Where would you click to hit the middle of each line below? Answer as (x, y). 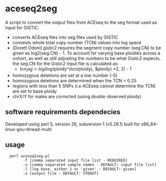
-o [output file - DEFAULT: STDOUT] (61, 174)
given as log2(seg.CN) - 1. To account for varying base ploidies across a (86, 53)
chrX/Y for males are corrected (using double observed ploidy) (77, 96)
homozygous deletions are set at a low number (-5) (65, 75)
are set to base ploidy (35, 91)
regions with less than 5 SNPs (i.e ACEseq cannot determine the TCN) (84, 86)
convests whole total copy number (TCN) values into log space (77, 42)
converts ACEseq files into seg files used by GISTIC (65, 37)
